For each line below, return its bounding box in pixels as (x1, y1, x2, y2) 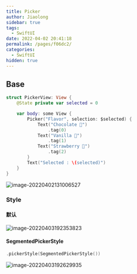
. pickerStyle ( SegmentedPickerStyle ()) (6, 251, 101, 256)
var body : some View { (16, 111, 72, 117)
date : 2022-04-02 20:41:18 (6, 36, 72, 42)
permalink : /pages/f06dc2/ (6, 42, 72, 47)
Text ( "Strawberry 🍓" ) (37, 143, 91, 149)
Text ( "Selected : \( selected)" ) (27, 159, 107, 166)
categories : (6, 47, 35, 53)
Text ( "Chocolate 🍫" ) (37, 121, 88, 128)
